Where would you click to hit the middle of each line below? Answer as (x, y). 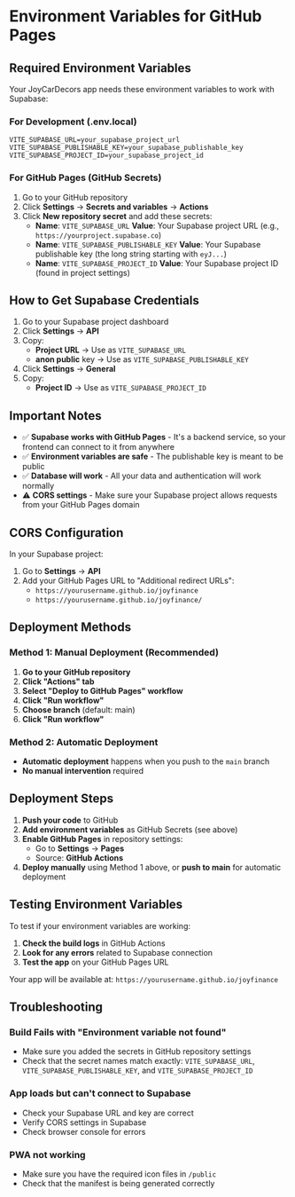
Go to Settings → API (61, 571)
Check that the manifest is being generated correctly (118, 1183)
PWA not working (47, 1154)
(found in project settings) (83, 272)
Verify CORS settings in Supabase (84, 1122)
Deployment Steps (61, 799)
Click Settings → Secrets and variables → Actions (115, 207)
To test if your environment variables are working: (100, 925)
